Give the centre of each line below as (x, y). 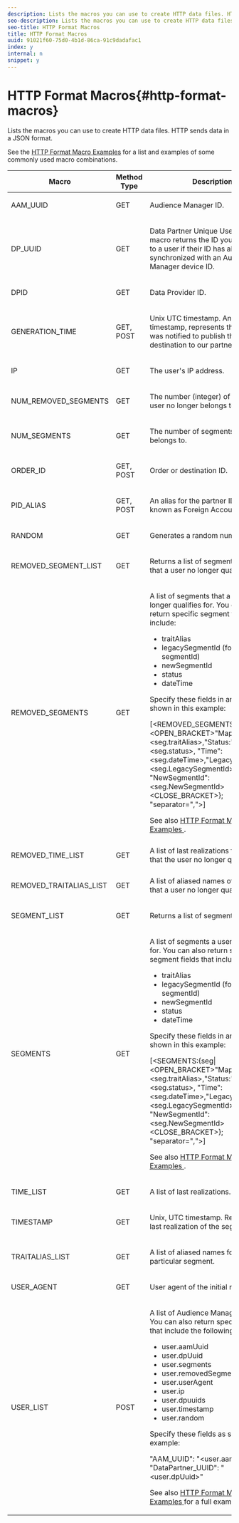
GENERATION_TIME (44, 331)
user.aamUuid (185, 1346)
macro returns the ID (184, 239)
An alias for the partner (188, 501)
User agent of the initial (188, 1287)
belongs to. (168, 440)
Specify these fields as (187, 1434)
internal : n (25, 54)
